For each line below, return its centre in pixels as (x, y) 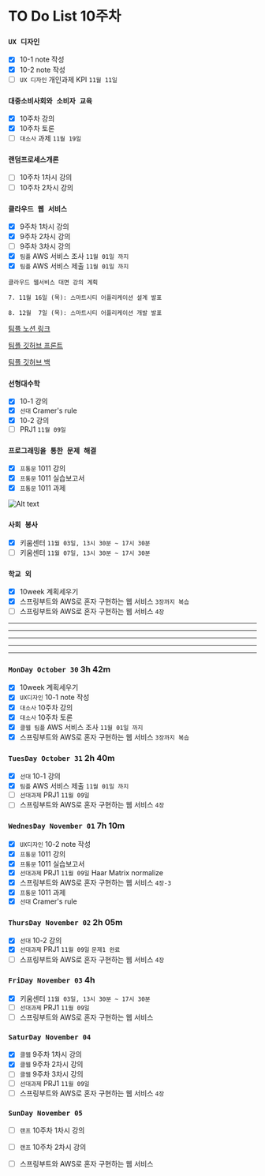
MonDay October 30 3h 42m (60, 669)
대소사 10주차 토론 (46, 717)
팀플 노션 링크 (30, 329)
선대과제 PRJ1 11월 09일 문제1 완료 (70, 949)
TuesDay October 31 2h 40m (62, 758)
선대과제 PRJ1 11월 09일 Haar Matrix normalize (91, 872)
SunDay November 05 (45, 1113)
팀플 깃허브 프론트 (35, 346)
